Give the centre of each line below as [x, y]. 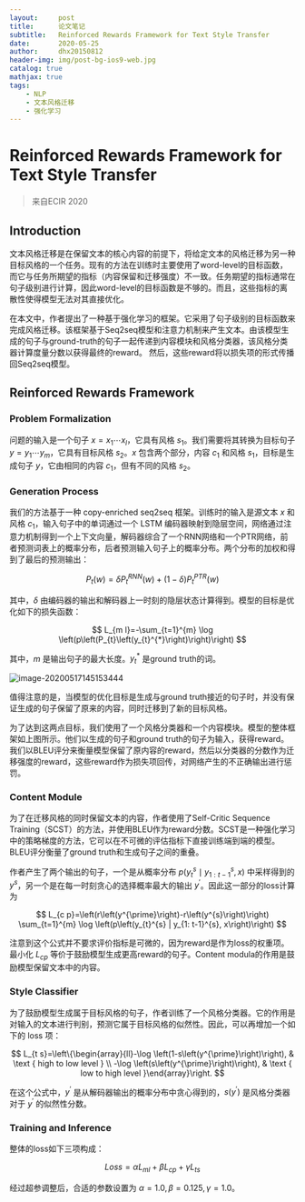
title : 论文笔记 [48, 26]
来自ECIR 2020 [59, 202]
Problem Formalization [60, 419]
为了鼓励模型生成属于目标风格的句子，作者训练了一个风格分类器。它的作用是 [152, 1012]
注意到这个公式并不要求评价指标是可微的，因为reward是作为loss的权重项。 [149, 943]
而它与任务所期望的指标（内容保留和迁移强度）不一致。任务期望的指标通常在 [152, 276]
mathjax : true [36, 77]
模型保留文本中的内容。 [61, 967]
